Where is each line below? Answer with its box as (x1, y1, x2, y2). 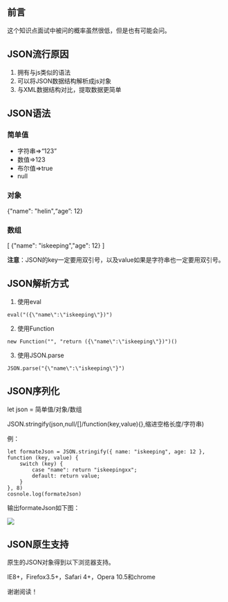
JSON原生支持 (7, 538, 69, 550)
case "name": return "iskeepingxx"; (32, 466, 137, 473)
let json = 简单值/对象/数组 (7, 405, 82, 413)
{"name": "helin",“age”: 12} (7, 207, 83, 215)
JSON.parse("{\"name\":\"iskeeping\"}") (7, 365, 126, 372)
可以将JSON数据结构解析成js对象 (17, 77, 112, 85)
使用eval (17, 297, 41, 305)
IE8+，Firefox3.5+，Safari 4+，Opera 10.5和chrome (7, 573, 155, 581)
